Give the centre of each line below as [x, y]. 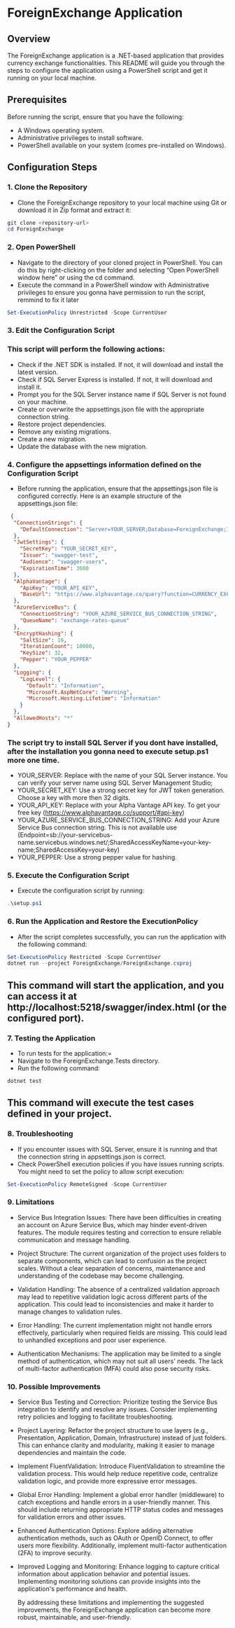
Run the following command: [58, 1068]
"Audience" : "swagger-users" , [64, 562]
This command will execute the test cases [101, 1103]
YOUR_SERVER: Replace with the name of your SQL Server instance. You [122, 775]
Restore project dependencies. [62, 424]
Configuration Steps [52, 167]
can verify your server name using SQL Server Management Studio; [115, 783]
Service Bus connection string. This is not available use [97, 827]
